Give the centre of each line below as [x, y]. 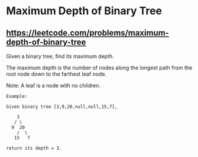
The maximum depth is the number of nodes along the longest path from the [99, 68]
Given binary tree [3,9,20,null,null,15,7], [62, 107]
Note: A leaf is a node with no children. [53, 85]
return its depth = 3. [34, 148]
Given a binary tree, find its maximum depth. [60, 56]
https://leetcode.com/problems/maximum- [88, 33]
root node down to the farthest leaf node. [56, 74]
